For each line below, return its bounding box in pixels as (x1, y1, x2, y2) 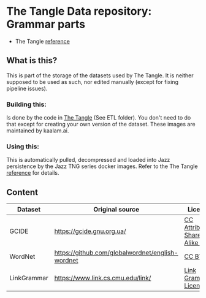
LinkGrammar (9, 274, 49, 283)
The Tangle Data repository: (6, 4, 152, 18)
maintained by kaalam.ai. (6, 127, 69, 134)
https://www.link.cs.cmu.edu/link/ (54, 274, 151, 283)
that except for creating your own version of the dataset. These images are (6, 121, 196, 128)
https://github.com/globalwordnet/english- (54, 248, 179, 257)
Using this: (6, 142, 40, 151)
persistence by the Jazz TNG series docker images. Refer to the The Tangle (6, 162, 198, 170)
